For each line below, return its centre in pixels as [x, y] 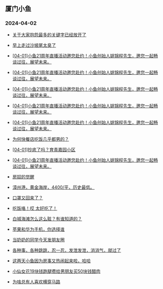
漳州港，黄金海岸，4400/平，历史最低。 [54, 187]
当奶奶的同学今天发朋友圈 [38, 240]
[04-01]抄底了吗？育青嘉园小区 [44, 149]
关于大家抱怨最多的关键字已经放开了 [49, 35]
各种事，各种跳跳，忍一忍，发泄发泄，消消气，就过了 [67, 250]
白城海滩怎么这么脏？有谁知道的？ [47, 218]
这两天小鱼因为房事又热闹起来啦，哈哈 [51, 260]
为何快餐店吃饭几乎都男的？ [41, 139]
